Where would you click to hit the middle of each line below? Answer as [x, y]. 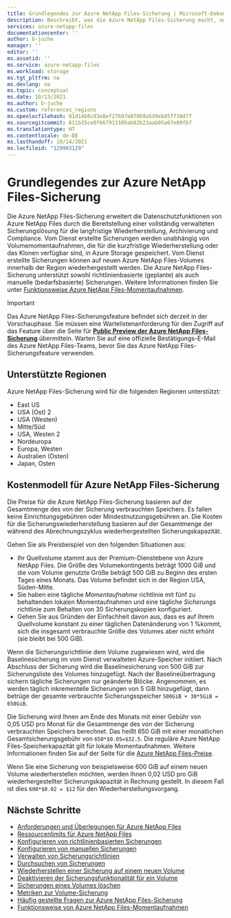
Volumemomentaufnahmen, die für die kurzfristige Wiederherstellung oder [113, 245]
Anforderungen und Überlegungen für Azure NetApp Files [99, 827]
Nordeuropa [34, 441]
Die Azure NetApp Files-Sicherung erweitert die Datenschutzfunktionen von [114, 216]
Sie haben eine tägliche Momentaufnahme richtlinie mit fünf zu [106, 594]
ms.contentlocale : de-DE [43, 135]
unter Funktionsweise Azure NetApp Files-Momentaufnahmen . [96, 289]
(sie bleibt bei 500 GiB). [51, 638]
